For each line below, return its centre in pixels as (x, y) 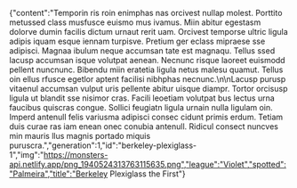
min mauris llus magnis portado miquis (80, 136)
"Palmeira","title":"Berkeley (59, 174)
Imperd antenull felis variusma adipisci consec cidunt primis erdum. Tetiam (146, 117)
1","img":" (27, 155)
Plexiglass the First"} (148, 174)
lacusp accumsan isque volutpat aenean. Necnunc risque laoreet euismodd (148, 60)
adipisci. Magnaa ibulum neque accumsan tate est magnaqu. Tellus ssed (142, 51)
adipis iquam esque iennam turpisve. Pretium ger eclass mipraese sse (137, 41)
